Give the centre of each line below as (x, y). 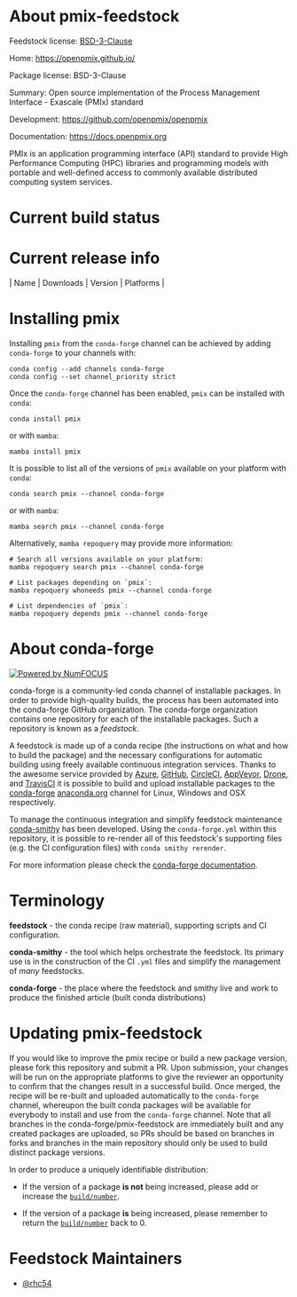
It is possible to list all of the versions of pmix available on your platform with (148, 468)
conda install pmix (45, 419)
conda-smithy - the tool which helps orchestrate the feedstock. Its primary (147, 952)
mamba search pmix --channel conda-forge (87, 526)
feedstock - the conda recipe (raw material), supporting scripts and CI (138, 925)
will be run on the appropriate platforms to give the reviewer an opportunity (146, 1077)
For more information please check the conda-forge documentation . (134, 865)
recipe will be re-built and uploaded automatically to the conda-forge (134, 1095)
